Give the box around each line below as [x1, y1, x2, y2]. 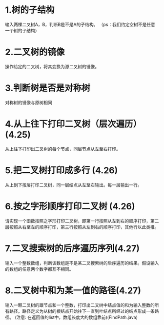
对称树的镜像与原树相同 [5, 100, 52, 105]
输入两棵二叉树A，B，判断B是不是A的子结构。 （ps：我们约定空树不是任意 [5, 21, 155, 27]
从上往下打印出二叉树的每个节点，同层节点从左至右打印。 [5, 146, 121, 152]
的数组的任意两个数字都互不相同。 [5, 266, 74, 272]
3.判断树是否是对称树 [5, 82, 90, 94]
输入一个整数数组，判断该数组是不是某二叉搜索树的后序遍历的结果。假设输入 [5, 260, 159, 266]
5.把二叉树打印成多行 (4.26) [5, 164, 118, 176]
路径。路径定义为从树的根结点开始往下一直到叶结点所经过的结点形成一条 [9, 308, 155, 314]
